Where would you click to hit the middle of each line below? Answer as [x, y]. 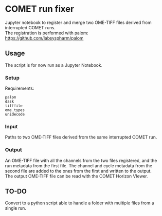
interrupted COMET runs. [30, 27]
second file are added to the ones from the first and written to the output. [78, 171]
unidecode [15, 115]
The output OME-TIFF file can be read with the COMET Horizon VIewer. [77, 176]
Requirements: [19, 88]
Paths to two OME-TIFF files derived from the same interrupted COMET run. [81, 137]
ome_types [15, 110]
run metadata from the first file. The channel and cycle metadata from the [79, 166]
